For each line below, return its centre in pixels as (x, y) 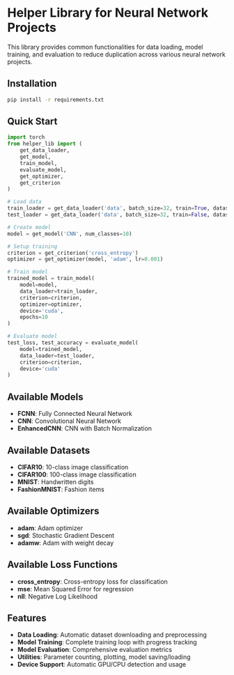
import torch (26, 137)
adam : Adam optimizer (50, 528)
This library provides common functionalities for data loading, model (105, 47)
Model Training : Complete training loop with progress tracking (107, 642)
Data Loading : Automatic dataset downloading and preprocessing (112, 635)
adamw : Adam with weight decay (65, 543)
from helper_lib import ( (45, 144)
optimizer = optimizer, (51, 304)
